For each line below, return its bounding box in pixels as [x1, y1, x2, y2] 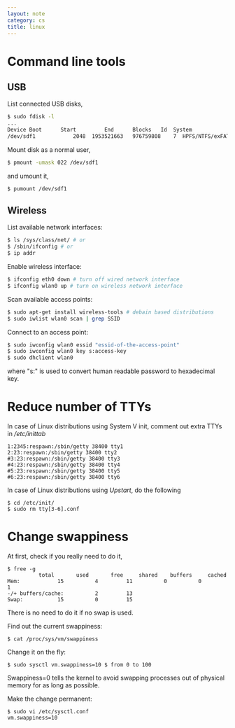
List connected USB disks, [7, 99, 83, 108]
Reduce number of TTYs [7, 399, 152, 415]
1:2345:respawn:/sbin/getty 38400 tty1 [7, 443, 124, 450]
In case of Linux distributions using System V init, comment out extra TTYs [7, 422, 222, 430]
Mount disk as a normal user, [7, 145, 91, 154]
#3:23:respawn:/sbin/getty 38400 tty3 [7, 456, 120, 463]
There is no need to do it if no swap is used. [7, 608, 134, 617]
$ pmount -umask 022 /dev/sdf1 [7, 159, 99, 166]
